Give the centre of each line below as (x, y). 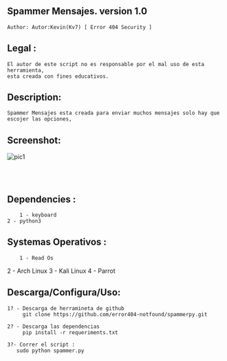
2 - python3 (24, 221)
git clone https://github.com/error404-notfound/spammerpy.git (115, 314)
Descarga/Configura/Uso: (64, 292)
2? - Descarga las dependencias (53, 327)
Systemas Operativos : (57, 242)
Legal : (22, 49)
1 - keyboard (38, 215)
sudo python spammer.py (50, 351)
